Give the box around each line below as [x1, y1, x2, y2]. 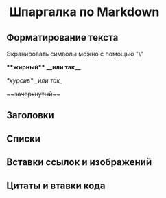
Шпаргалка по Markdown [9, 4, 160, 20]
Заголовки [6, 109, 54, 121]
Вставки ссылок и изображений [6, 156, 152, 168]
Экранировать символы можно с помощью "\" [6, 49, 143, 58]
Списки [6, 133, 41, 144]
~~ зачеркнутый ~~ [6, 90, 61, 98]
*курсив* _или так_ [6, 76, 63, 85]
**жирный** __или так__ [6, 63, 81, 71]
